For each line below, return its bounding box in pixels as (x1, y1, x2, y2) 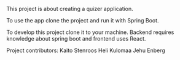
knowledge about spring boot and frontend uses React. (6, 35, 146, 42)
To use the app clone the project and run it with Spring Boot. (6, 17, 159, 24)
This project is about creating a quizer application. (6, 5, 133, 12)
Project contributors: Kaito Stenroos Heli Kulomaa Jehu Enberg (6, 47, 166, 54)
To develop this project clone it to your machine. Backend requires (6, 28, 174, 36)
